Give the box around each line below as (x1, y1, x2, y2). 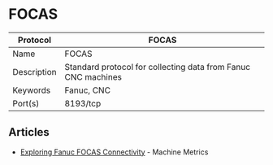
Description (12, 66, 57, 77)
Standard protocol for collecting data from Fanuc (64, 61, 250, 72)
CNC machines (64, 71, 122, 82)
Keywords (12, 85, 51, 96)
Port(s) (12, 98, 40, 109)
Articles (8, 125, 50, 139)
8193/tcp (64, 98, 102, 109)
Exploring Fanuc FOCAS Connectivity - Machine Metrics (19, 147, 209, 157)
